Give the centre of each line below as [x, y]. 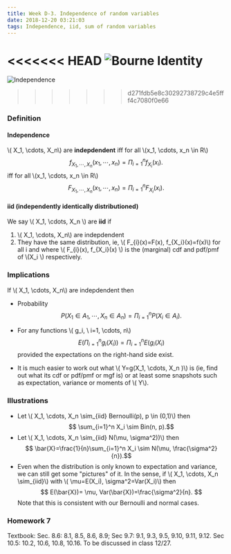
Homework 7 [29, 521]
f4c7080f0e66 [148, 100]
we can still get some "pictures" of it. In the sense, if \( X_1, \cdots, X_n [118, 474]
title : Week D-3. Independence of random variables [83, 13]
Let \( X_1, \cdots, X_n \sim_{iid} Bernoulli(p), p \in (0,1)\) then [104, 416]
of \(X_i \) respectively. [50, 257]
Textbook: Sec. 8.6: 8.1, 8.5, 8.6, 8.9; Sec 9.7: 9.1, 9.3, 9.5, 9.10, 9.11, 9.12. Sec [116, 536]
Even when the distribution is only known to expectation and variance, [117, 466]
